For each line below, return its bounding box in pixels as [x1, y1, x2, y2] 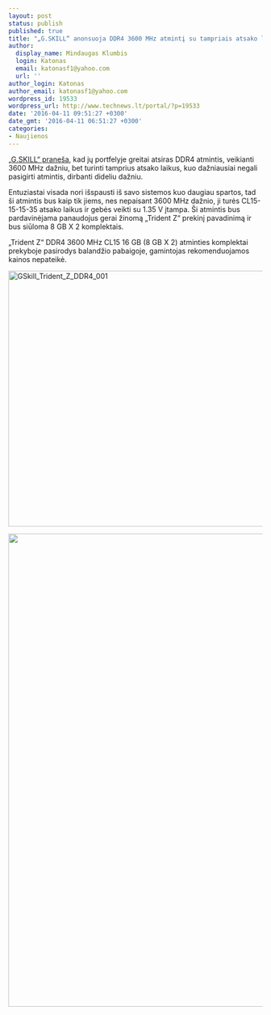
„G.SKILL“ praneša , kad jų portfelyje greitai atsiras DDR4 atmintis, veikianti [8, 154, 254, 164]
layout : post [8, 11, 52, 20]
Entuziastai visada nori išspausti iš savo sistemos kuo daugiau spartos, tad [8, 187, 256, 197]
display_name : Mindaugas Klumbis [15, 49, 128, 57]
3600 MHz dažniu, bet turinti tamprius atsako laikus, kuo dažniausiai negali [8, 163, 258, 172]
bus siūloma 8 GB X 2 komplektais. [8, 222, 124, 231]
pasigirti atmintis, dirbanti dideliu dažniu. [8, 171, 144, 181]
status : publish [8, 19, 63, 27]
